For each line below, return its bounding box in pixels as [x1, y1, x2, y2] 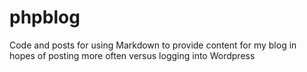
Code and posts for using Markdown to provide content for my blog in [9, 39, 297, 51]
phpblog [9, 6, 81, 29]
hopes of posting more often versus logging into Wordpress [9, 49, 256, 61]
